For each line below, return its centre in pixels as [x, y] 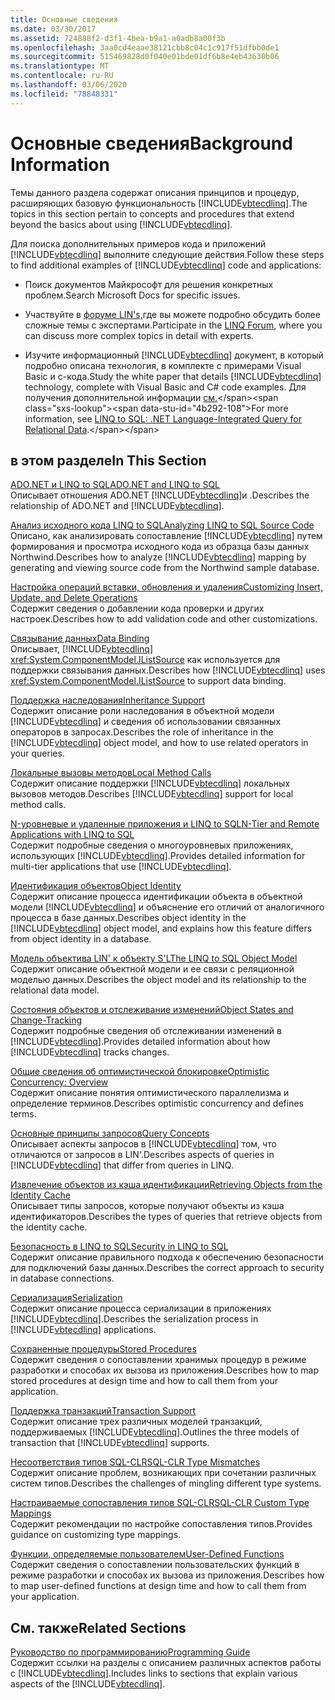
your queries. [37, 753]
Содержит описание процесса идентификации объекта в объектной [156, 897]
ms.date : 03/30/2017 [53, 29]
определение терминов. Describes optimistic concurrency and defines [157, 1103]
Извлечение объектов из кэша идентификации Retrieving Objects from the [166, 1185]
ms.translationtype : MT [60, 66]
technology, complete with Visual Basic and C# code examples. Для [165, 387]
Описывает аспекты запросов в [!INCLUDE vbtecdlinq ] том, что [143, 1144]
